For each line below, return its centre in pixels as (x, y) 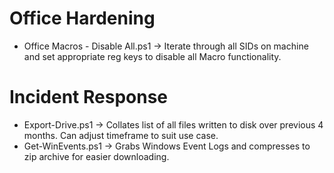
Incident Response (89, 97)
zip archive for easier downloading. (96, 156)
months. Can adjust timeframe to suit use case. (121, 135)
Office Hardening (82, 18)
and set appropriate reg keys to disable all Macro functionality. (152, 56)
